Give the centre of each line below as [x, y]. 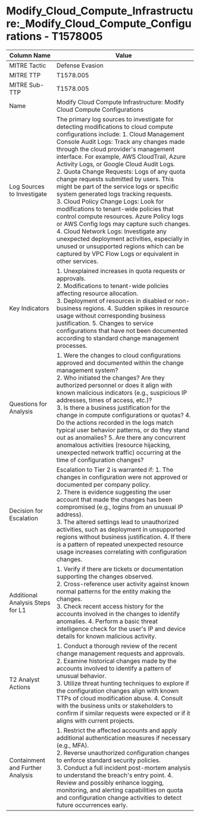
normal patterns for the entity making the [114, 591]
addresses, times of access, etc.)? [104, 400]
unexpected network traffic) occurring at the [119, 452]
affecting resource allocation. [97, 293]
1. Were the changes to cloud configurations [119, 355]
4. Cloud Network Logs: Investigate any [111, 231]
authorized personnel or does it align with [114, 385]
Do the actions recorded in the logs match [115, 423]
